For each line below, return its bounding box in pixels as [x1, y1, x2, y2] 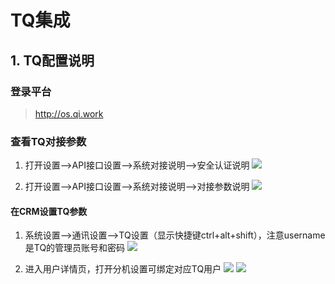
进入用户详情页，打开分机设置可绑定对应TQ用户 [24, 263, 222, 275]
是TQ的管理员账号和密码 [24, 242, 126, 254]
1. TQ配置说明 [10, 52, 95, 69]
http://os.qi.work [34, 107, 104, 120]
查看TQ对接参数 [10, 134, 87, 148]
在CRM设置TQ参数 [10, 205, 88, 217]
